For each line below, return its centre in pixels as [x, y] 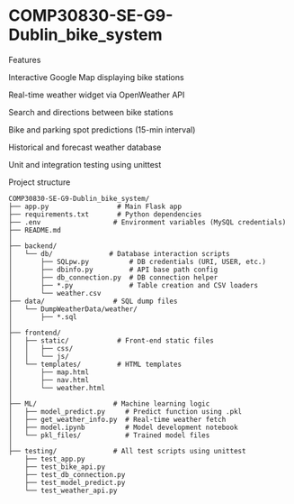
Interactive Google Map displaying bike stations [97, 77]
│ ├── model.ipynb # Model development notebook [124, 427]
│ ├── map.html [49, 372]
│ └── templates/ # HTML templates [95, 364]
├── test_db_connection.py [75, 474]
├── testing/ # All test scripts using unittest [127, 451]
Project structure [40, 182]
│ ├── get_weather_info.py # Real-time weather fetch [117, 419]
